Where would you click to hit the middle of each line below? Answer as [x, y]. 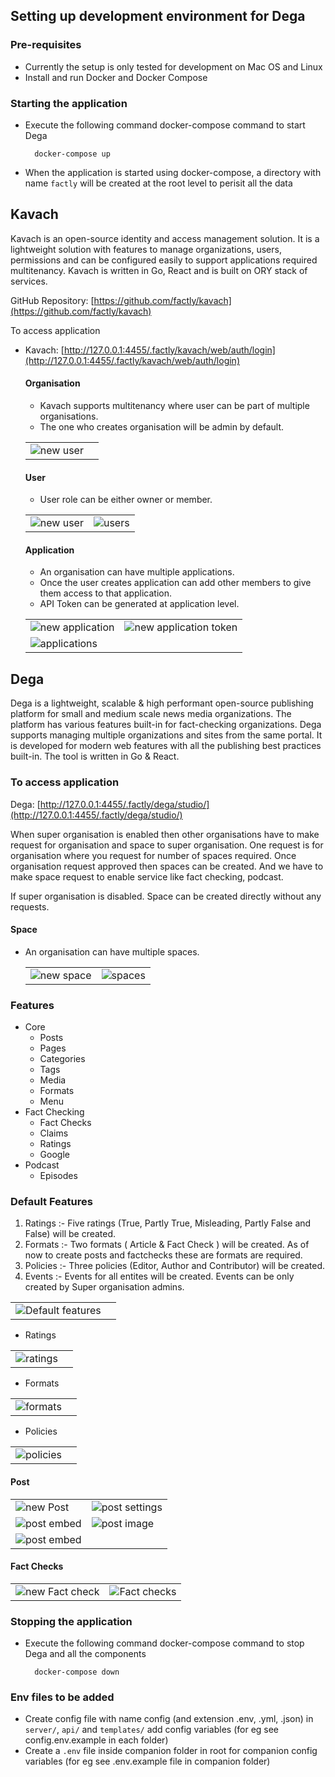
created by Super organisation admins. [104, 1287]
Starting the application [69, 103]
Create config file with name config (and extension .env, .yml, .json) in [169, 1719]
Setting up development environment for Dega [158, 16]
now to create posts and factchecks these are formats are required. [163, 1255]
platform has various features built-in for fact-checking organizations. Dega [166, 725]
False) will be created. [70, 1234]
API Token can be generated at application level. [139, 604]
